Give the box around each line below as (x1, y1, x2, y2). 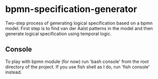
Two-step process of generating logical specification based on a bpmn (5, 20, 153, 26)
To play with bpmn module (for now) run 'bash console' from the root (5, 58, 149, 64)
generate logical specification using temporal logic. (5, 30, 112, 36)
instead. (5, 69, 22, 75)
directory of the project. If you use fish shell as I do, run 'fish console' (5, 63, 150, 69)
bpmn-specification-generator (5, 3, 137, 15)
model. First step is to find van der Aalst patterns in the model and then (5, 25, 153, 31)
